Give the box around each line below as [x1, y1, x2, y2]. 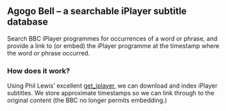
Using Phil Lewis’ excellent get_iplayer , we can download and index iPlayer [7, 82, 218, 90]
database [7, 16, 49, 28]
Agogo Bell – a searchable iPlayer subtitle [7, 5, 187, 17]
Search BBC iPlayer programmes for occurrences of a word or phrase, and [7, 34, 218, 42]
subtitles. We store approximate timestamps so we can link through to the [7, 89, 214, 97]
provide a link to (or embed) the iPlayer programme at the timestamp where [7, 41, 220, 50]
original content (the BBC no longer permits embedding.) [7, 96, 168, 105]
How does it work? [7, 66, 71, 75]
